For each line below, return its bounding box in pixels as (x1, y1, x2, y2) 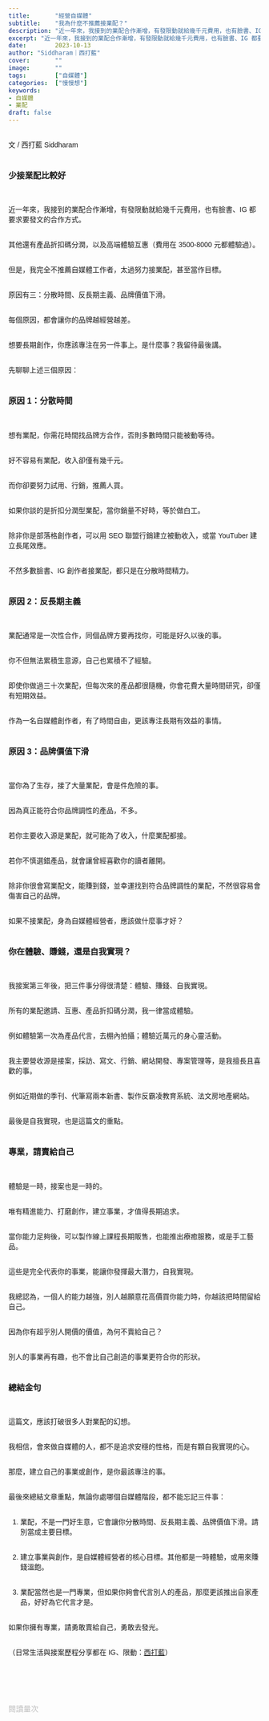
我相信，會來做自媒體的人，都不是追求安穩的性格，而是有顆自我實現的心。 (8, 1442, 254, 1451)
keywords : (8, 86, 42, 95)
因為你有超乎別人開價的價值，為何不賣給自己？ (8, 1327, 163, 1337)
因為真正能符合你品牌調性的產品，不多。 (8, 806, 142, 816)
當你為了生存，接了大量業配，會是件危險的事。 (8, 781, 163, 791)
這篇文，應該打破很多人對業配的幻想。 (8, 1418, 134, 1426)
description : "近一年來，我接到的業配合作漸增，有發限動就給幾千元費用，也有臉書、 (8, 26, 255, 35)
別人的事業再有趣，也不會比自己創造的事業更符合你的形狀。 (8, 1352, 205, 1361)
